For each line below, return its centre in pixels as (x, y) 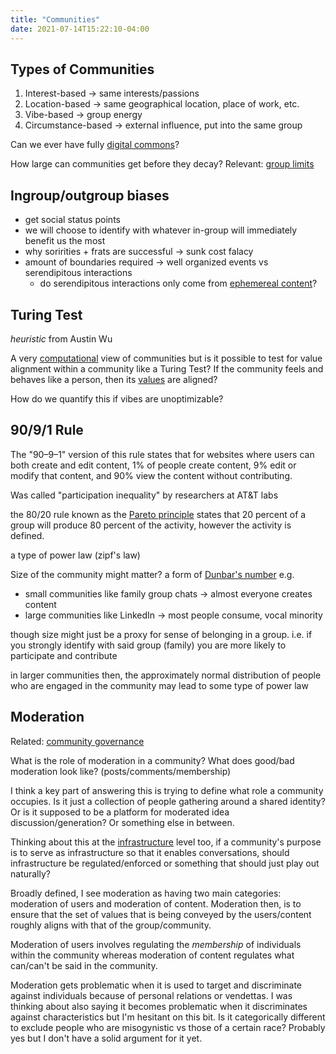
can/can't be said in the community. (84, 965)
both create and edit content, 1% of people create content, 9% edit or (153, 465)
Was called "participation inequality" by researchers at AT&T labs (144, 495)
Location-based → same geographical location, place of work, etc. (162, 104)
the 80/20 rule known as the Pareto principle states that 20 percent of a (158, 514)
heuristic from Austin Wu (61, 338)
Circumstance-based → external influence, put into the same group (163, 125)
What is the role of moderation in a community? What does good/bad (152, 760)
